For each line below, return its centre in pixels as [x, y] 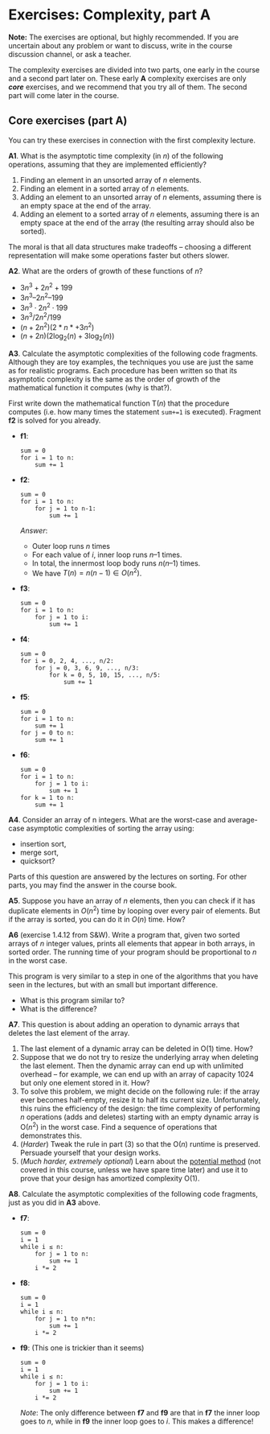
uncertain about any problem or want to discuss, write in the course [121, 45]
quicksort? [37, 861]
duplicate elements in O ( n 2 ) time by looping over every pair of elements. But [135, 910]
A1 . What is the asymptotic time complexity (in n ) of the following [116, 155]
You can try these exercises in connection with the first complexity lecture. [132, 140]
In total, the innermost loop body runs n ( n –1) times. [116, 563]
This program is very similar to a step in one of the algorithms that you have [133, 976]
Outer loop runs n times [71, 546]
